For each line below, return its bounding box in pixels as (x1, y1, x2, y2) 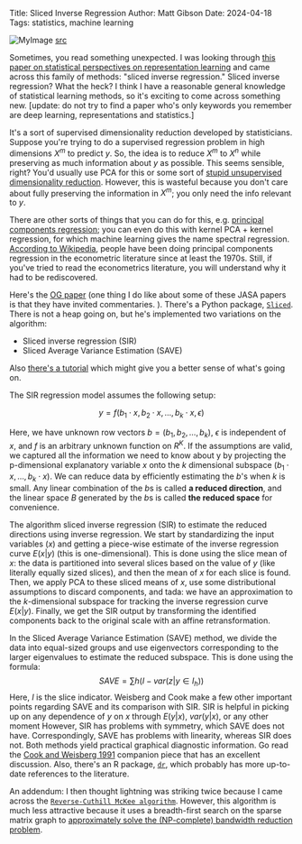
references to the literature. (27, 768, 130, 779)
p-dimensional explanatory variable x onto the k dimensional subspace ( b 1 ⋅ (9, 459, 289, 472)
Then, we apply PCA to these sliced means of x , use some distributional (9, 577, 277, 588)
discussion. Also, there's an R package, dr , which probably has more (9, 758, 265, 769)
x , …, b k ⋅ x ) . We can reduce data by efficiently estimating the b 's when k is (9, 471, 286, 484)
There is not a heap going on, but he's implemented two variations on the (9, 308, 282, 319)
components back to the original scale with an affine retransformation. (9, 615, 270, 626)
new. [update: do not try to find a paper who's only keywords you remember (9, 100, 293, 111)
